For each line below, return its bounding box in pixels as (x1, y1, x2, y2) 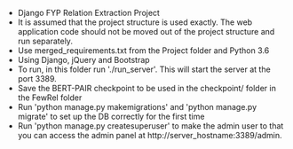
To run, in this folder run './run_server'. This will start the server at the (17, 64, 271, 74)
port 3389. (17, 74, 58, 83)
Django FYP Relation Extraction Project (17, 8, 160, 18)
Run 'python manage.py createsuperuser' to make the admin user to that (17, 121, 284, 131)
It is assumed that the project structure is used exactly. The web (17, 17, 253, 27)
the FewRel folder (17, 92, 83, 103)
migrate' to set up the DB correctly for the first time (17, 111, 205, 122)
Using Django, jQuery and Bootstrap (17, 55, 150, 65)
